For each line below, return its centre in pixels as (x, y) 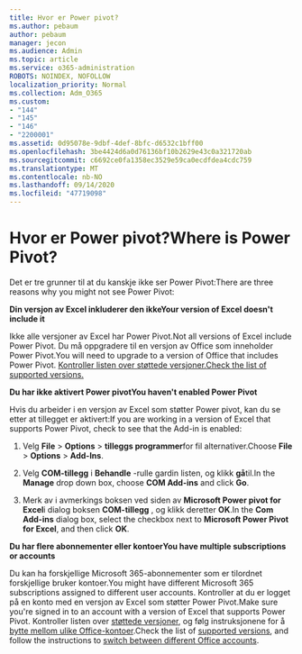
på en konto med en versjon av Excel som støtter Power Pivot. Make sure (144, 602)
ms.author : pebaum (44, 26)
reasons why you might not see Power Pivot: (92, 291)
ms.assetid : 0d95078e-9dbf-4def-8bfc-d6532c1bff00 (106, 143)
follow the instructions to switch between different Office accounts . (134, 640)
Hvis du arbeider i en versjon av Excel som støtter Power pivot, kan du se (145, 409)
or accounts (32, 556)
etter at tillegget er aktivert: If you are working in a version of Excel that (140, 419)
